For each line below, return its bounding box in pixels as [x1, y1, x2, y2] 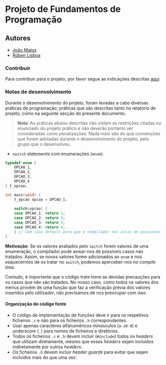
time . [5, 264, 16, 270]
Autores [5, 34, 31, 42]
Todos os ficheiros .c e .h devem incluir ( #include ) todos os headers [12, 333, 153, 339]
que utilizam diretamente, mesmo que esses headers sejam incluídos [12, 338, 154, 344]
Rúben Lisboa [12, 52, 41, 58]
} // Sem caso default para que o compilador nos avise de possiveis [14, 229, 161, 234]
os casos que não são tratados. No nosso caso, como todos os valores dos [5, 279, 159, 285]
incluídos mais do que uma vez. [12, 354, 77, 360]
